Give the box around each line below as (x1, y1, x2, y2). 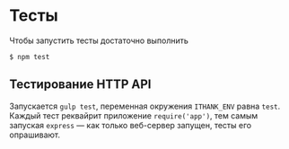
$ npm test (9, 52, 50, 61)
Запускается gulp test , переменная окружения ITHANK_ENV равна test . (9, 101, 281, 111)
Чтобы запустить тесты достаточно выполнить (9, 35, 188, 46)
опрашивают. (9, 129, 61, 140)
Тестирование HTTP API (9, 77, 152, 92)
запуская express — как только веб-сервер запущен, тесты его (9, 119, 252, 130)
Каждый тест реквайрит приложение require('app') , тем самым (9, 110, 258, 121)
